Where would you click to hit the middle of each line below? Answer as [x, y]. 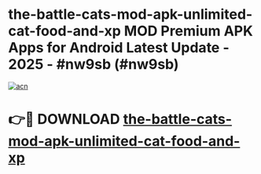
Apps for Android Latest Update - [119, 48]
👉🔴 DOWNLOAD [64, 120]
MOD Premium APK [188, 31]
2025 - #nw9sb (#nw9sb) [94, 65]
